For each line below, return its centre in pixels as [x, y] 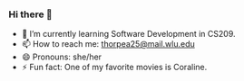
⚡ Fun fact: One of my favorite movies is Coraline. [114, 67]
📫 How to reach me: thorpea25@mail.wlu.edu [108, 44]
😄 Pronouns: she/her [61, 57]
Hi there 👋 [31, 14]
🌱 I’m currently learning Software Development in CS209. [128, 34]
